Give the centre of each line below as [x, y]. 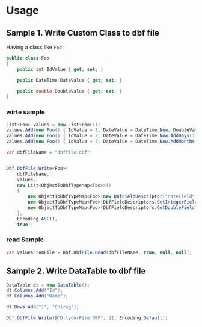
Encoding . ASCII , [38, 219]
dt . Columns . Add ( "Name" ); [37, 296]
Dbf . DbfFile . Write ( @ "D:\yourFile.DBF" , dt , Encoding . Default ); [87, 318]
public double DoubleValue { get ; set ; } [69, 91]
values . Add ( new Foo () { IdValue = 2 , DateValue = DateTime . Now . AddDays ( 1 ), [103, 136]
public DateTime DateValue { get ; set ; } [69, 80]
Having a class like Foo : [35, 47]
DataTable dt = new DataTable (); [48, 285]
